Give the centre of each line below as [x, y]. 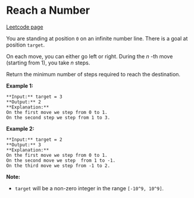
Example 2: [20, 128]
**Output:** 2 [24, 102]
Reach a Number [48, 10]
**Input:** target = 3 [34, 97]
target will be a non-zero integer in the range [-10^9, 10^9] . [89, 188]
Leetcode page [25, 27]
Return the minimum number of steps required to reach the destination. [93, 74]
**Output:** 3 [24, 145]
